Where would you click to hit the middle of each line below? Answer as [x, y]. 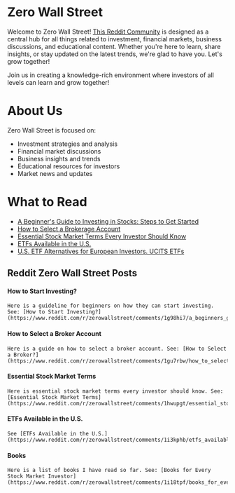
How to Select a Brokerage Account [69, 229]
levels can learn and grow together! [58, 82]
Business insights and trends [59, 158]
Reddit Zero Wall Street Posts [72, 273]
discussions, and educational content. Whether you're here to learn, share [114, 46]
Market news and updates [55, 173]
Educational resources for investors [69, 166]
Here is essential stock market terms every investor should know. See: [115, 391]
